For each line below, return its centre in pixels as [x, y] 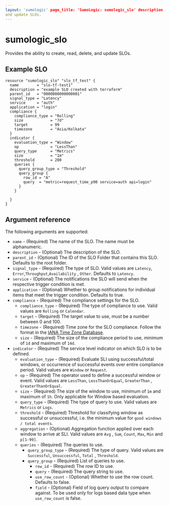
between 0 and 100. [40, 322]
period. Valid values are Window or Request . [64, 370]
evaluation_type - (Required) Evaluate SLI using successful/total [87, 359]
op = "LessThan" [46, 147]
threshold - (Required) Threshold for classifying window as [81, 413]
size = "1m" [39, 156]
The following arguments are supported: [47, 232]
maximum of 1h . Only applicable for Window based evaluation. [84, 397]
